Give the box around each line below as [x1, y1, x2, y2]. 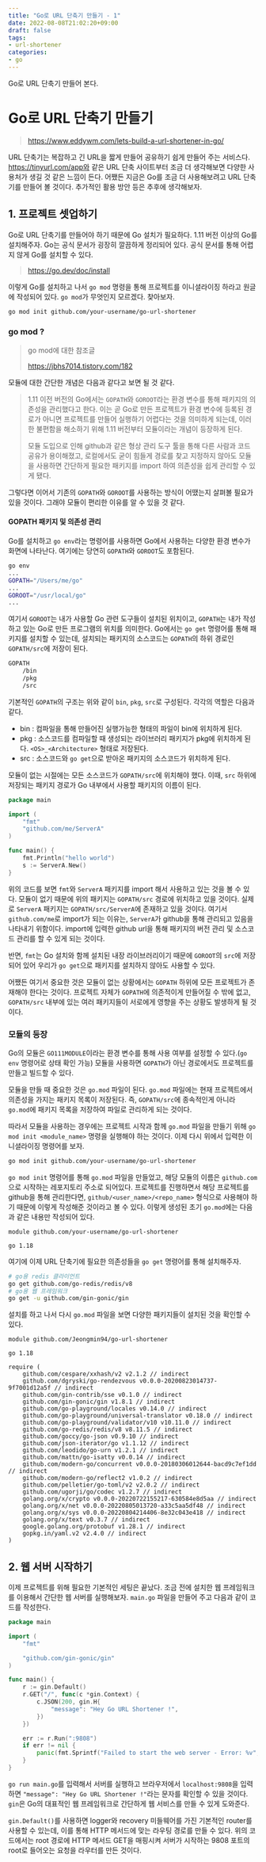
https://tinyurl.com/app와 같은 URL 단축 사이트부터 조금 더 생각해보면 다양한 [8, 162, 247, 171]
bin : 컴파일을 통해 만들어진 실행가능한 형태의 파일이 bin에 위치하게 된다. [19, 723, 243, 733]
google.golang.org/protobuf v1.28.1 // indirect [22, 1523, 186, 1531]
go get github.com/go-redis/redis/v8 [8, 1280, 133, 1288]
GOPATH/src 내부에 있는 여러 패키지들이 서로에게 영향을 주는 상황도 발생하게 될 [8, 997, 249, 1006]
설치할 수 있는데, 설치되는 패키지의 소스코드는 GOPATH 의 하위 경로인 [28, 634, 234, 643]
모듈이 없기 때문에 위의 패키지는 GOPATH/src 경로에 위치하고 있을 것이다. [18, 894, 240, 903]
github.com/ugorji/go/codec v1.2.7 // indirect [22, 1488, 182, 1496]
